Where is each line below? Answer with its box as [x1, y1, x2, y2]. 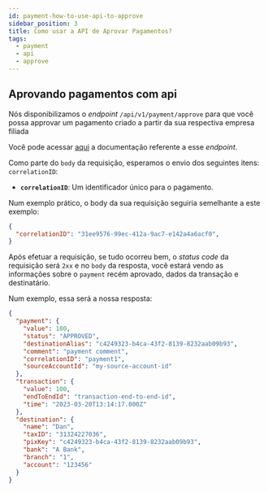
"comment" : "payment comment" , [23, 347, 129, 355]
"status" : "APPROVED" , [23, 332, 100, 340]
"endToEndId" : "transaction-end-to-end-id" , [23, 392, 176, 401]
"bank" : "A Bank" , [23, 446, 85, 454]
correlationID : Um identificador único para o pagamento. [19, 182, 214, 192]
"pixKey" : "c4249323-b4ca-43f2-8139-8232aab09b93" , [23, 438, 201, 446]
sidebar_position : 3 [8, 20, 79, 28]
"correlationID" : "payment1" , [23, 355, 126, 363]
